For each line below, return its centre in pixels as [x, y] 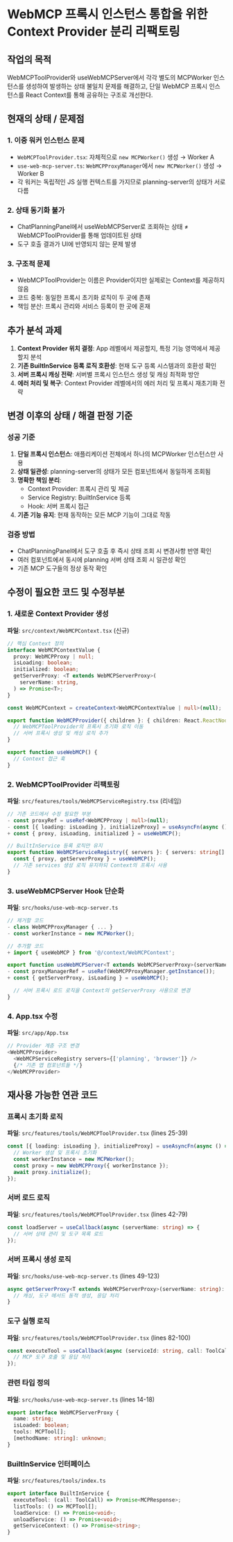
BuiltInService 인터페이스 [49, 1463]
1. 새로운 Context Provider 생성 [58, 614]
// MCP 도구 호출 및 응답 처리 [52, 1357]
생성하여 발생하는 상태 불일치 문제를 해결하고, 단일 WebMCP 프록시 [116, 86]
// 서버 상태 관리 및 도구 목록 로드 [58, 1234]
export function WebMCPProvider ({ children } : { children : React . [105, 721]
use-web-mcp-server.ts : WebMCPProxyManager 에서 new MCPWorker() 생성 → [120, 166]
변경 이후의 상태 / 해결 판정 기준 [70, 416]
